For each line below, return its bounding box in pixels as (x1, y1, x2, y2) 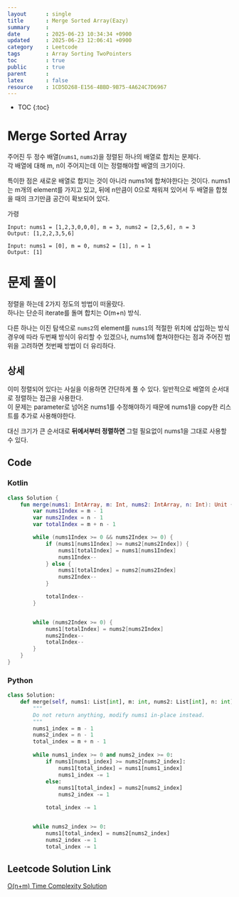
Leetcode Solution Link (7, 863, 112, 875)
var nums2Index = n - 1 (33, 515, 103, 522)
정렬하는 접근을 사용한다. (14, 393, 84, 402)
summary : (7, 24, 50, 31)
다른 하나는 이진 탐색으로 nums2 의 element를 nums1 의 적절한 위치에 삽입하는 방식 (7, 324, 230, 333)
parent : (7, 70, 50, 77)
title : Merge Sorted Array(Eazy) (7, 17, 129, 24)
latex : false (7, 76, 69, 84)
